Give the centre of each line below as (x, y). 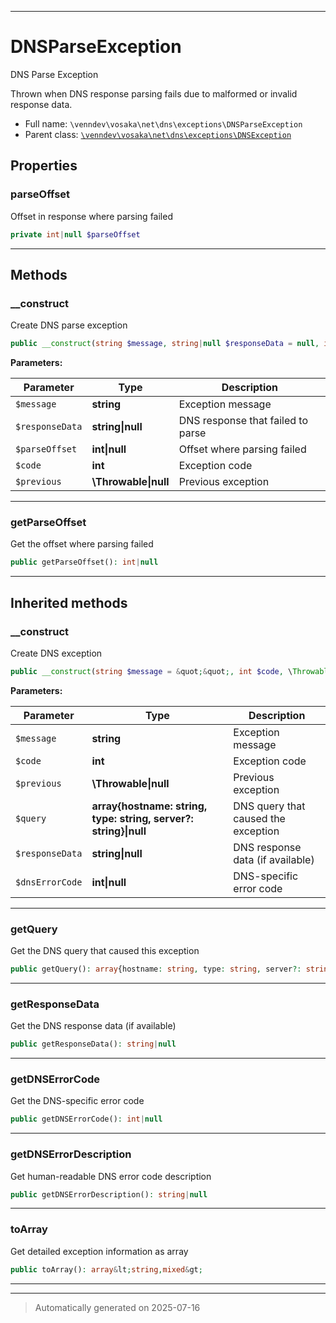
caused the (259, 818)
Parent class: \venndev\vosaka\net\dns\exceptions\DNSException (158, 134)
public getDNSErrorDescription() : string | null (109, 1194)
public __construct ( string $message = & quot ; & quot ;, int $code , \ (151, 671)
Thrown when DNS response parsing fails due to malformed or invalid (154, 93)
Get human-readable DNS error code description (111, 1176)
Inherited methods (69, 602)
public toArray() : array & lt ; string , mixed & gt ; (106, 1269)
